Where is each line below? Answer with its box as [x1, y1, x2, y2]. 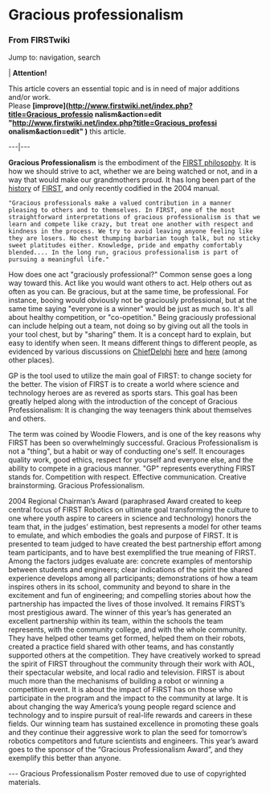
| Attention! [8, 69, 47, 78]
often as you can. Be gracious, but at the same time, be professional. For [8, 287, 249, 297]
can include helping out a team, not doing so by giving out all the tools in [8, 321, 249, 331]
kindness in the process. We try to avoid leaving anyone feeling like [8, 227, 253, 235]
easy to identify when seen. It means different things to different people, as [8, 338, 257, 348]
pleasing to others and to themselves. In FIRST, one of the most [8, 206, 235, 214]
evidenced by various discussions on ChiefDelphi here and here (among [8, 347, 247, 356]
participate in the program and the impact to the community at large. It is [8, 693, 249, 703]
